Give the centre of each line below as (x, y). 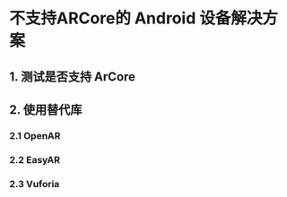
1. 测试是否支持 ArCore (73, 77)
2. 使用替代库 (46, 110)
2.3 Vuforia (35, 184)
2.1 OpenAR (35, 135)
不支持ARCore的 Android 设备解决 (136, 18)
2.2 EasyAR (35, 159)
